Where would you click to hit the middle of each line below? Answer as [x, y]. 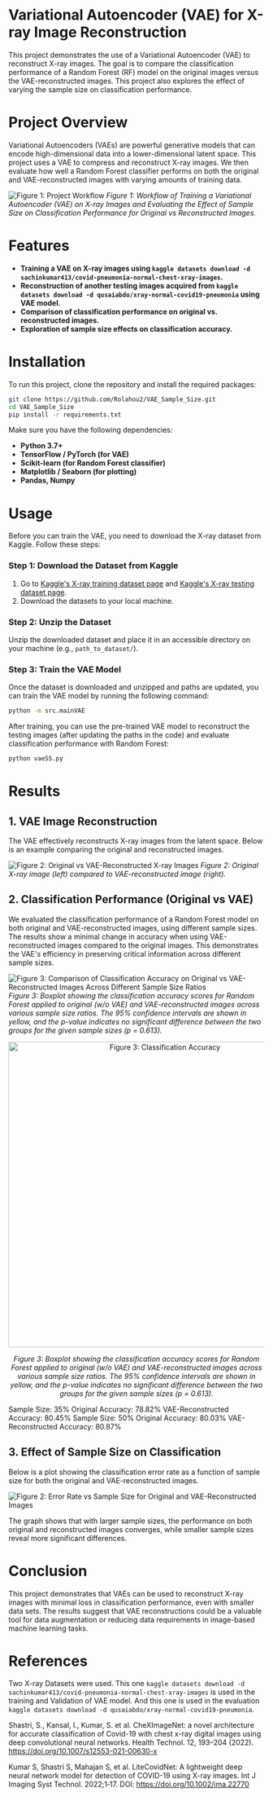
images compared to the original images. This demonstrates [158, 945]
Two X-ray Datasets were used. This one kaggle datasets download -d [127, 1684]
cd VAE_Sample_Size [41, 407]
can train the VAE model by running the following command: [109, 696]
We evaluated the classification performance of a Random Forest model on [134, 919]
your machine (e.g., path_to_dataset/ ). [74, 648]
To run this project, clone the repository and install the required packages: [132, 384]
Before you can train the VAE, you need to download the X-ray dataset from [135, 536]
